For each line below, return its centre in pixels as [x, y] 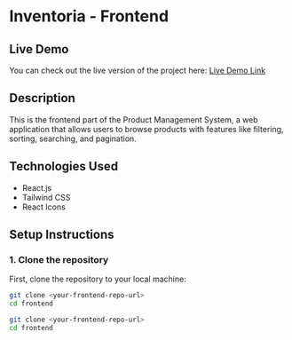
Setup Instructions [62, 235]
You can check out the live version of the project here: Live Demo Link [138, 70]
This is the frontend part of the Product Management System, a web [134, 119]
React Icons [44, 207]
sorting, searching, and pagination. [73, 138]
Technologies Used [63, 166]
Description [42, 98]
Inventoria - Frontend [89, 16]
